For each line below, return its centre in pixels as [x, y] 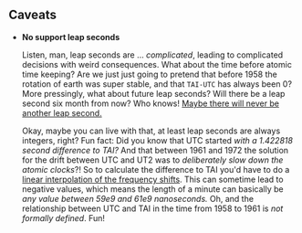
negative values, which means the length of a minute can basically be [152, 189]
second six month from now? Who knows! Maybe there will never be [151, 103]
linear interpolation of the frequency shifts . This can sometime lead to [152, 179]
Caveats [32, 15]
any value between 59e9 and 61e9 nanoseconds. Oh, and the [138, 198]
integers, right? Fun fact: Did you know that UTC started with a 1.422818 [157, 140]
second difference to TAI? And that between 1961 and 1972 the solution [155, 150]
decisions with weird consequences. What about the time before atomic [157, 64]
